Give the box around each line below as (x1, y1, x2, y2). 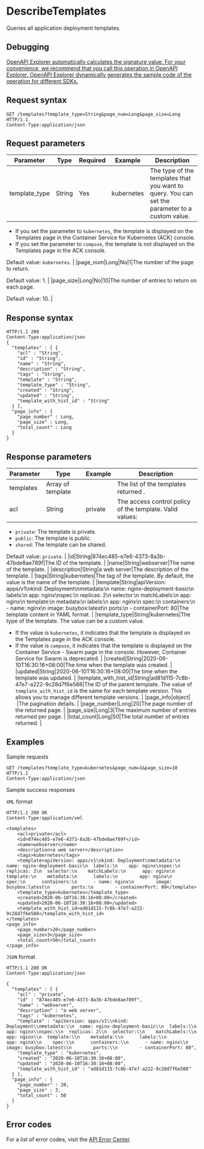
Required (78, 156, 106, 165)
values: (117, 513, 138, 520)
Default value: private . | (6, 553, 67, 560)
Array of (46, 480, 70, 488)
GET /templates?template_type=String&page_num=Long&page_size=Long (6, 111, 181, 117)
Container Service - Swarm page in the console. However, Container (15, 649, 187, 655)
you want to (149, 182, 184, 190)
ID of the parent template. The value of (95, 681, 192, 687)
